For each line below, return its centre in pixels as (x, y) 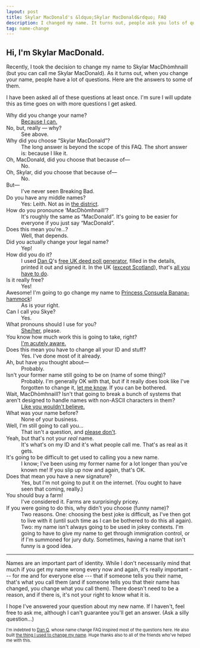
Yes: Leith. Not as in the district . (60, 204)
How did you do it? (29, 255)
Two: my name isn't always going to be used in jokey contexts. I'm (102, 527)
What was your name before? (42, 413)
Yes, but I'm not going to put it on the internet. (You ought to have (101, 483)
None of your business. (50, 419)
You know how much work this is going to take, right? (72, 337)
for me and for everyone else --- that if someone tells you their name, (98, 576)
